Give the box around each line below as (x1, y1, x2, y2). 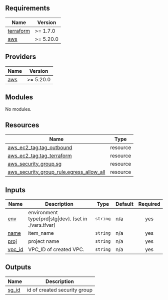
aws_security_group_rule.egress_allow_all (7, 169, 105, 176)
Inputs (5, 186, 26, 194)
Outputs (5, 263, 31, 271)
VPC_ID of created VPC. (28, 246, 84, 253)
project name (28, 238, 59, 245)
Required (138, 201, 160, 208)
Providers (5, 53, 36, 61)
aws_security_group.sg (7, 161, 61, 168)
